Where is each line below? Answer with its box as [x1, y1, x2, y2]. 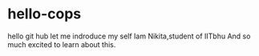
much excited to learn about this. [7, 39, 116, 49]
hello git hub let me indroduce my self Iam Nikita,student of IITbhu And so [7, 31, 251, 41]
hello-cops [7, 5, 82, 23]
